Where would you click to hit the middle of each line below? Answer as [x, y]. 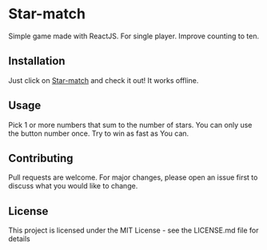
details [19, 239]
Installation [37, 61]
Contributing [41, 158]
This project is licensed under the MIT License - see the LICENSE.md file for [133, 230]
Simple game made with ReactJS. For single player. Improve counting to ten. [134, 36]
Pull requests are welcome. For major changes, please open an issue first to [133, 177]
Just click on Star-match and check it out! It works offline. [104, 80]
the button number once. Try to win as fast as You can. [99, 133]
